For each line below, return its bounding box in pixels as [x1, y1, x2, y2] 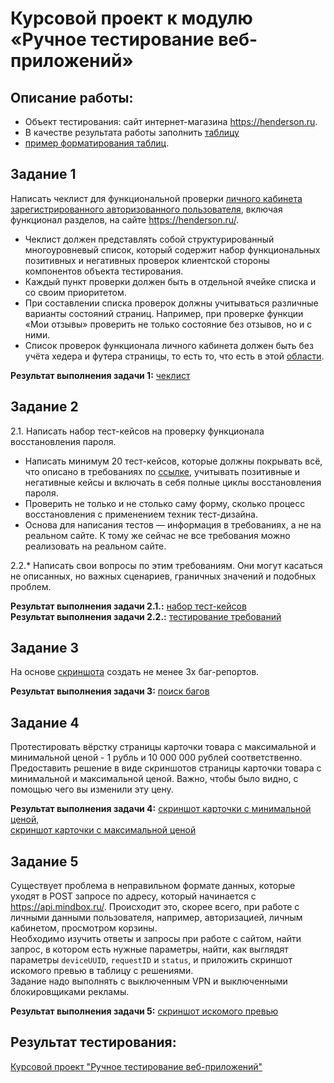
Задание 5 [10, 853, 79, 870]
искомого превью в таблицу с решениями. [10, 965, 194, 977]
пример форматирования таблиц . [24, 137, 170, 149]
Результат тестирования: [10, 1034, 177, 1051]
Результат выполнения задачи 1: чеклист [10, 369, 191, 381]
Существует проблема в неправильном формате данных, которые [10, 880, 296, 892]
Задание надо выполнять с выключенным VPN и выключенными [10, 975, 288, 987]
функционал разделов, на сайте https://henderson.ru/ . [10, 213, 240, 226]
